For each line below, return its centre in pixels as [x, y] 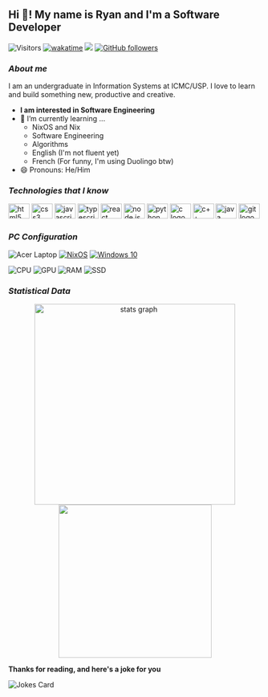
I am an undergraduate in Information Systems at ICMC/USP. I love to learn [132, 86]
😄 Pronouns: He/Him [55, 170]
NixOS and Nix [56, 127]
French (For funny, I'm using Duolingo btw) [103, 161]
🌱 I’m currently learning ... [63, 119]
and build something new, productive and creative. [92, 95]
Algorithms [50, 145]
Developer [35, 28]
